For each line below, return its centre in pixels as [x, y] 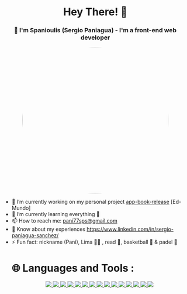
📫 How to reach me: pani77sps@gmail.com [65, 221]
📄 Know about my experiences [49, 229]
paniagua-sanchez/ [35, 235]
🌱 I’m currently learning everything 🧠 [56, 214]
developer [95, 37]
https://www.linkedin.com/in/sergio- [130, 229]
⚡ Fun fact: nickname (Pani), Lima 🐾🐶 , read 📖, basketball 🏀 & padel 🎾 [94, 242]
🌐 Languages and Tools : [73, 268]
